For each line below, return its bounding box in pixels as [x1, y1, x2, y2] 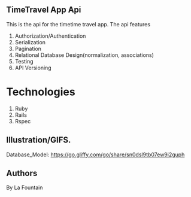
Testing [14, 57, 34, 65]
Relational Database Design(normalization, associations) [14, 51, 154, 59]
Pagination [14, 45, 42, 52]
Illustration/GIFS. [6, 135, 71, 146]
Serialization [14, 38, 46, 46]
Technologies [6, 85, 76, 98]
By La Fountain [6, 184, 43, 191]
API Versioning [14, 64, 52, 71]
